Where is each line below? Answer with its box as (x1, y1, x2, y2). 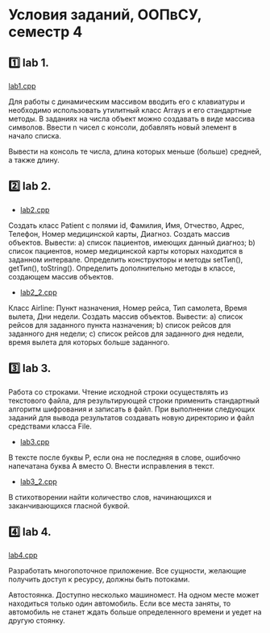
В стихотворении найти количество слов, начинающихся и (8, 492, 212, 502)
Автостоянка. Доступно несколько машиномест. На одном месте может (8, 590, 260, 600)
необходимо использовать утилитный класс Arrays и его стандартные (8, 105, 252, 114)
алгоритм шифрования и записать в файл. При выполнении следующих (8, 404, 255, 414)
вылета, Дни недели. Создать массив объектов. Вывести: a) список (8, 312, 243, 321)
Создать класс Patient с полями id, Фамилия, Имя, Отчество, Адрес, (8, 220, 245, 230)
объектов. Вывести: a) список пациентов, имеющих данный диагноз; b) (8, 238, 255, 247)
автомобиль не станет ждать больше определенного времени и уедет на (8, 607, 262, 617)
